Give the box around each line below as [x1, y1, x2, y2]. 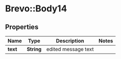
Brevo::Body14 [5, 3, 67, 14]
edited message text [46, 46, 94, 53]
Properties [5, 23, 39, 31]
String [26, 46, 42, 53]
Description [56, 38, 84, 44]
